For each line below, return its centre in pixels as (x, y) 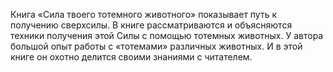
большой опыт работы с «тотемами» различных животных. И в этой (156, 46)
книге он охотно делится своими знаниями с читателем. (131, 57)
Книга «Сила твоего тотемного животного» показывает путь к (144, 14)
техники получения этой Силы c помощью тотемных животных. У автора (167, 35)
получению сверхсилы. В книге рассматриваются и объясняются (151, 25)
